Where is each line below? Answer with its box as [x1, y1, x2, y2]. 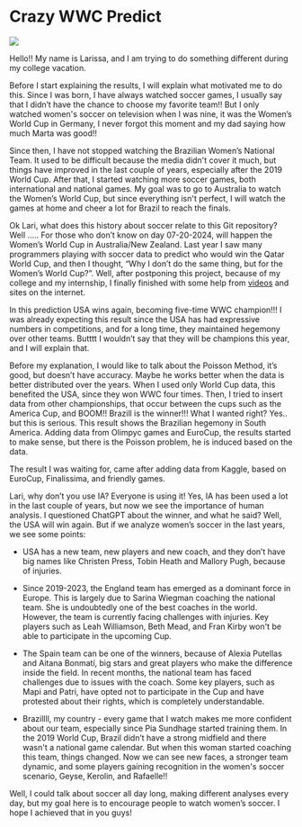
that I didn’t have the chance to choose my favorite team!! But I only [9, 99, 260, 110]
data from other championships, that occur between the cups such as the [9, 398, 281, 409]
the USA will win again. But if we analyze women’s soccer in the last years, [9, 519, 286, 530]
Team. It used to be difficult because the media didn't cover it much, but [9, 155, 277, 166]
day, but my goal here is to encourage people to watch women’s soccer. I [9, 797, 280, 808]
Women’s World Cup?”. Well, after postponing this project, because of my [9, 267, 281, 278]
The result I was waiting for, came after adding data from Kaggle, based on [9, 463, 287, 474]
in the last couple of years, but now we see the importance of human [9, 499, 264, 510]
